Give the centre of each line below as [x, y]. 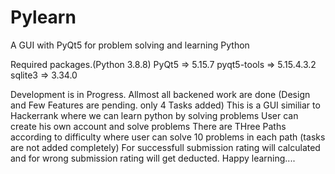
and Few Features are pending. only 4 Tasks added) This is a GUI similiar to [165, 105]
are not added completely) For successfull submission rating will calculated [165, 147]
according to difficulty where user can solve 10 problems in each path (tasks [168, 137]
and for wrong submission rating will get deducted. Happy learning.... [153, 158]
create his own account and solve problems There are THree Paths [148, 126]
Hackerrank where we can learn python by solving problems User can [154, 115]
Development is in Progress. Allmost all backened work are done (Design [160, 94]
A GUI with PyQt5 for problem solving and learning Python [130, 45]
